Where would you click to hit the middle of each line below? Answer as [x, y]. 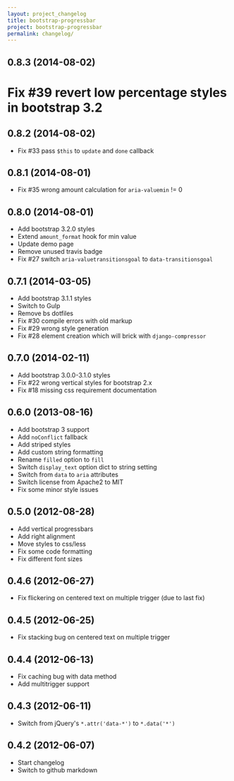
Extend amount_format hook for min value [77, 237]
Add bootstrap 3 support [53, 429]
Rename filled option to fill [61, 459]
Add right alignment [46, 536]
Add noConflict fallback [53, 437]
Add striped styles [44, 444]
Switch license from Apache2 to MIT [70, 482]
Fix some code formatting [55, 551]
